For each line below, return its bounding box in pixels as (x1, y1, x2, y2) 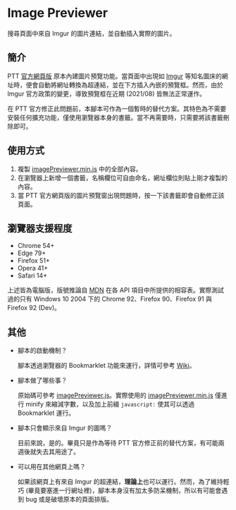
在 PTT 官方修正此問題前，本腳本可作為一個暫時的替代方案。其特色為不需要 (7, 104, 227, 113)
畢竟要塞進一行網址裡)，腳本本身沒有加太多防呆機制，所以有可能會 (27, 486, 222, 495)
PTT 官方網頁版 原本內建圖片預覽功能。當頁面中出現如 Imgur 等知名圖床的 (7, 72, 222, 80)
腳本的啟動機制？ (17, 347, 68, 355)
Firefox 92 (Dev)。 (7, 304, 61, 312)
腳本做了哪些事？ (17, 376, 68, 385)
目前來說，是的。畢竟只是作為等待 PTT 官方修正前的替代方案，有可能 (17, 439, 218, 447)
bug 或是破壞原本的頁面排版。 (25, 495, 113, 504)
